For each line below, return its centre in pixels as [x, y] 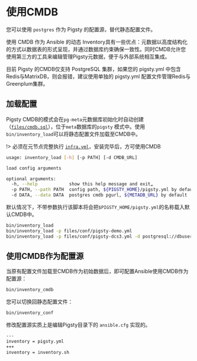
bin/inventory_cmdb [30, 290]
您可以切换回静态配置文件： [40, 302]
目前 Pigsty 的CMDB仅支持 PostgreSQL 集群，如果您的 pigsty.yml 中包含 [94, 69]
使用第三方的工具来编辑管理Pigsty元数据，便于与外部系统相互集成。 [88, 56]
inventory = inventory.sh [38, 352]
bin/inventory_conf [30, 313]
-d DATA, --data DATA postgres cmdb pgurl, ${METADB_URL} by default [99, 195]
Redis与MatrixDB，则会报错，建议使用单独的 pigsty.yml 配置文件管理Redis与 [98, 76]
